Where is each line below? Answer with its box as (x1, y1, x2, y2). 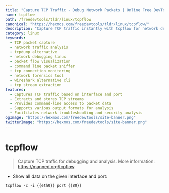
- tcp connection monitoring (10, 69, 71, 74)
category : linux (5, 31, 39, 36)
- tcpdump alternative (10, 49, 57, 54)
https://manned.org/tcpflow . (17, 163, 76, 169)
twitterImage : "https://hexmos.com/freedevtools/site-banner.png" (5, 119, 147, 125)
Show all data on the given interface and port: (12, 173, 107, 179)
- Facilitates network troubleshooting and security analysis (10, 110, 143, 116)
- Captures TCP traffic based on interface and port (10, 92, 123, 97)
